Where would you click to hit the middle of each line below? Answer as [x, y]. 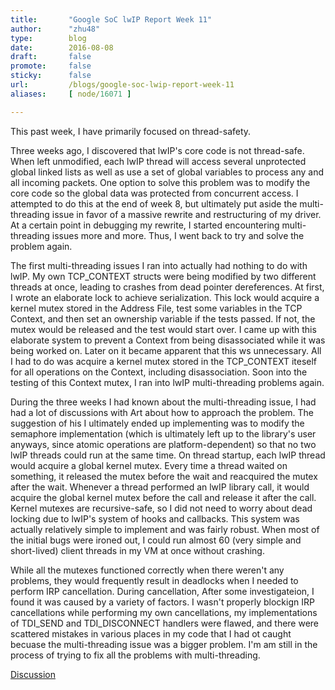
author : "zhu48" [55, 29]
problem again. [41, 246]
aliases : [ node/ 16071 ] [71, 94]
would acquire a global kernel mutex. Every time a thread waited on [149, 465]
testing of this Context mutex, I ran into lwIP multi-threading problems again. [167, 382]
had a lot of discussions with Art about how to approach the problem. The [162, 412]
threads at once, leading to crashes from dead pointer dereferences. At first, [167, 287]
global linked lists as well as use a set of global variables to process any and [167, 172]
